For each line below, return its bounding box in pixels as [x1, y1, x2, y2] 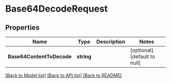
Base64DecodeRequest [5, 3, 108, 15]
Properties [5, 23, 40, 32]
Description [96, 38, 126, 45]
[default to [130, 53, 155, 60]
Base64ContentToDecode [8, 53, 72, 60]
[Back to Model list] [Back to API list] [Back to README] [5, 72, 122, 78]
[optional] [130, 47, 154, 54]
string [76, 53, 92, 60]
